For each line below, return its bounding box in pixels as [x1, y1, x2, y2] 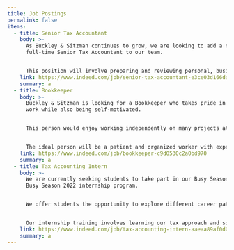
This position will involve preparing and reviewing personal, [25, 67, 214, 74]
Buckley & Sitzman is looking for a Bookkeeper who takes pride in [25, 100, 226, 107]
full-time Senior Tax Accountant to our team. [25, 49, 164, 56]
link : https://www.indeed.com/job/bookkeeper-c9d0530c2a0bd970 [19, 150, 208, 157]
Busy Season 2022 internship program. [25, 182, 139, 190]
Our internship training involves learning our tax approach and [25, 219, 219, 226]
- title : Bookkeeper [13, 87, 73, 94]
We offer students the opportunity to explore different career [25, 201, 217, 208]
